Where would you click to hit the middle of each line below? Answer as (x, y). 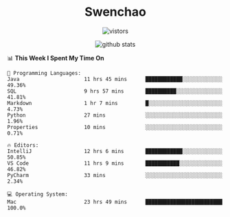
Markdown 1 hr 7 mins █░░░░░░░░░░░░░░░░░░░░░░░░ (115, 103)
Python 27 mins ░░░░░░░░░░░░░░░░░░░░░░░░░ (115, 115)
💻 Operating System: (38, 194)
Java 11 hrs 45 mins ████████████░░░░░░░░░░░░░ (115, 79)
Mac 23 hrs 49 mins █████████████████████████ (115, 202)
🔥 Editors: (23, 145)
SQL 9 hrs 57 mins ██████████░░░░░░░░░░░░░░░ (115, 91)
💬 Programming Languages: (44, 73)
